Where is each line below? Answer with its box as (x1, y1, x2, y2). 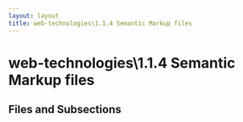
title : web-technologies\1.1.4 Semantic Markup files (8, 19, 193, 27)
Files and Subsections (8, 103, 122, 116)
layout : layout (8, 11, 60, 20)
